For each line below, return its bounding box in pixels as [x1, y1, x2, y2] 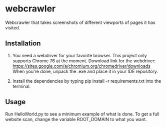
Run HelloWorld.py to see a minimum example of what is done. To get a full [5, 111, 159, 117]
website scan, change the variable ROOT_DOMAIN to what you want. [5, 116, 147, 122]
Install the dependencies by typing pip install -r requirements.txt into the [12, 78, 161, 84]
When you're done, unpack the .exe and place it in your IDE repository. [12, 68, 158, 74]
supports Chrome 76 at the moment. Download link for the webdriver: [12, 58, 156, 64]
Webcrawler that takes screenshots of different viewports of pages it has [5, 19, 156, 25]
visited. [5, 24, 20, 30]
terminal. [12, 83, 31, 89]
